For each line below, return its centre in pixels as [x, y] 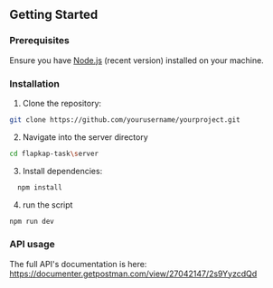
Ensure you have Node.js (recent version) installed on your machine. [136, 60]
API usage [33, 245]
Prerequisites [39, 41]
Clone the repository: [62, 103]
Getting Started [54, 15]
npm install [40, 187]
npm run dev [32, 221]
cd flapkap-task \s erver [54, 153]
